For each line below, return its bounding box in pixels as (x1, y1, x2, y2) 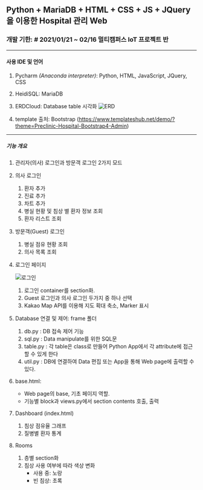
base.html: (14, 377, 42, 385)
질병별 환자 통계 (24, 430, 62, 437)
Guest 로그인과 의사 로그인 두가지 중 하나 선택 (24, 294, 132, 301)
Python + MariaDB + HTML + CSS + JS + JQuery (6, 5, 191, 15)
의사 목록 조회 (24, 248, 57, 255)
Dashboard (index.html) (14, 410, 74, 417)
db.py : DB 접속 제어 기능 (24, 327, 85, 335)
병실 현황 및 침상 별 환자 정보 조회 (24, 207, 103, 214)
